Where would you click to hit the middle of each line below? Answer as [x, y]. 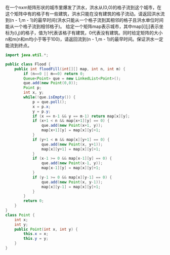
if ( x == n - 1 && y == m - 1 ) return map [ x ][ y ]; [81, 116]
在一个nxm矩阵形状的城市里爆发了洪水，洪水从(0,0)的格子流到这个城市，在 [83, 7]
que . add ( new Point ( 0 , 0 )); [51, 83]
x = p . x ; [41, 106]
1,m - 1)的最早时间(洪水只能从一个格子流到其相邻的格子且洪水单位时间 [91, 20]
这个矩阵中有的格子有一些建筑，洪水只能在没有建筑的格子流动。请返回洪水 [83, 14]
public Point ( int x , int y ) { [46, 229]
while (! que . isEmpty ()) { [50, 97]
